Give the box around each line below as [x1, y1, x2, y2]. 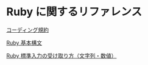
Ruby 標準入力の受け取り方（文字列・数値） [6, 52, 117, 59]
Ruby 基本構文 [6, 39, 43, 46]
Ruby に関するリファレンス [6, 5, 142, 19]
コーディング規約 [6, 26, 49, 33]
